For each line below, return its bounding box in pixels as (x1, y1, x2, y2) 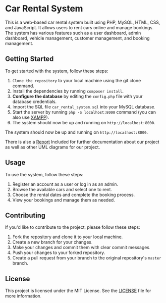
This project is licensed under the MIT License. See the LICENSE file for (5, 288, 152, 294)
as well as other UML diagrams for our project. (5, 144, 100, 150)
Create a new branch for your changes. (12, 239, 93, 245)
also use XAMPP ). (12, 114, 50, 120)
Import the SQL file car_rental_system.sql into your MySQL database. (12, 103, 156, 109)
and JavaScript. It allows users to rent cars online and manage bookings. (5, 24, 154, 30)
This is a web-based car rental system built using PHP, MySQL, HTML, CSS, (5, 19, 160, 25)
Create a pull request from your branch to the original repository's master (12, 255, 162, 261)
